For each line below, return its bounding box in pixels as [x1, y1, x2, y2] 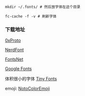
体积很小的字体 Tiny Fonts [5, 76, 57, 82]
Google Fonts [5, 66, 32, 72]
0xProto [5, 38, 21, 43]
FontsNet [5, 57, 23, 62]
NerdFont [5, 47, 24, 53]
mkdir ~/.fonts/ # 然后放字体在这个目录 [5, 4, 81, 9]
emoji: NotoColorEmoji [5, 86, 50, 92]
